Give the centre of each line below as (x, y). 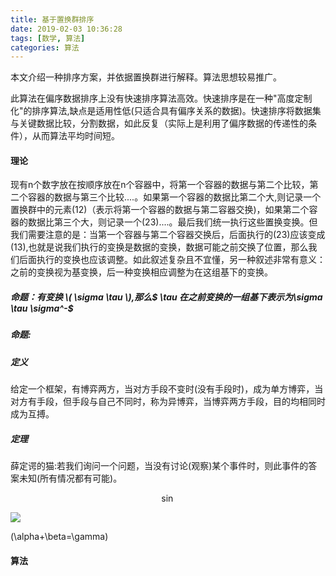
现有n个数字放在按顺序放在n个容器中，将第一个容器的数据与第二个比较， (160, 185)
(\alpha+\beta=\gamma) (59, 537)
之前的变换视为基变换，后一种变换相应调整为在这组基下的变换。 (141, 272)
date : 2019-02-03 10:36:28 (66, 29)
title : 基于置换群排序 (52, 19)
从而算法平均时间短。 (75, 136)
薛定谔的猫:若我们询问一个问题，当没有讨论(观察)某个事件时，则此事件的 (159, 466)
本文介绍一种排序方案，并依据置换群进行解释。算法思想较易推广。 (146, 77)
